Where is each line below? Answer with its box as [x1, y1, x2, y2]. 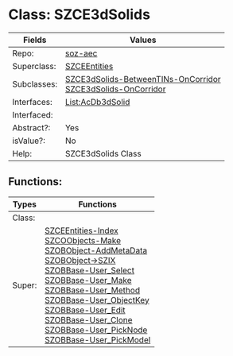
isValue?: [12, 135, 45, 146]
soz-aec [64, 48, 98, 59]
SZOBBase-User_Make [45, 274, 132, 285]
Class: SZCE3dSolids [8, 6, 151, 24]
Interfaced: [12, 109, 53, 120]
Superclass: [12, 60, 56, 72]
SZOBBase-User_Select [45, 265, 135, 276]
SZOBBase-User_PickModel [45, 334, 151, 345]
